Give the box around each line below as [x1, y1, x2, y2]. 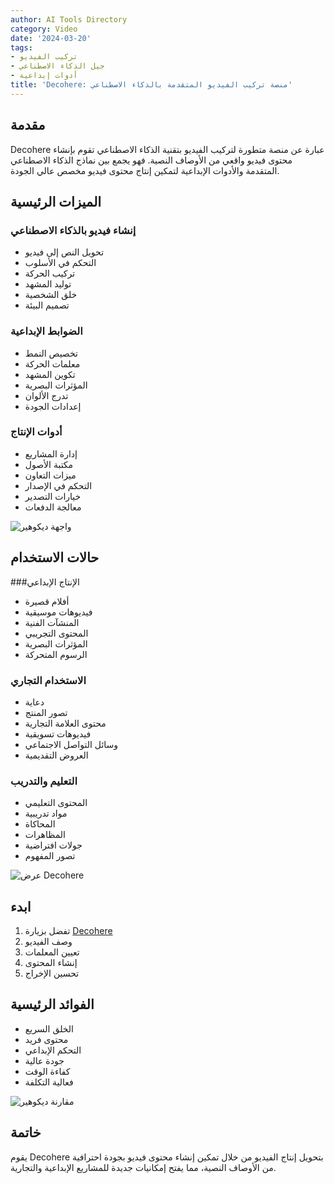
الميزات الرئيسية [10, 193, 102, 210]
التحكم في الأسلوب [24, 257, 97, 269]
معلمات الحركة [24, 357, 81, 370]
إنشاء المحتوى [24, 957, 78, 969]
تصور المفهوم [24, 850, 76, 862]
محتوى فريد [24, 1033, 69, 1045]
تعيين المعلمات [24, 946, 80, 958]
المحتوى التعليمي [24, 797, 88, 809]
